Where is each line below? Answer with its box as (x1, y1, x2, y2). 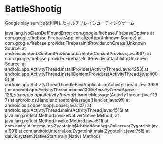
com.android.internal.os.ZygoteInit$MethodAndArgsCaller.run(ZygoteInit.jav (5, 123, 158, 128)
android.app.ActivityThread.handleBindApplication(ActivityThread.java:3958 (5, 81, 159, 87)
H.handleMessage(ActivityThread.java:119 (73, 91, 158, 98)
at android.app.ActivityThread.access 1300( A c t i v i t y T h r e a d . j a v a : (8, 87, 137, 92)
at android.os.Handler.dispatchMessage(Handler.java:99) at (10, 97, 130, 103)
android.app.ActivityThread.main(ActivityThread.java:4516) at (5, 107, 129, 113)
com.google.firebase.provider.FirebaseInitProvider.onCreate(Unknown (5, 40, 146, 46)
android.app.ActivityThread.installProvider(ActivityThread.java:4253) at (5, 66, 149, 72)
